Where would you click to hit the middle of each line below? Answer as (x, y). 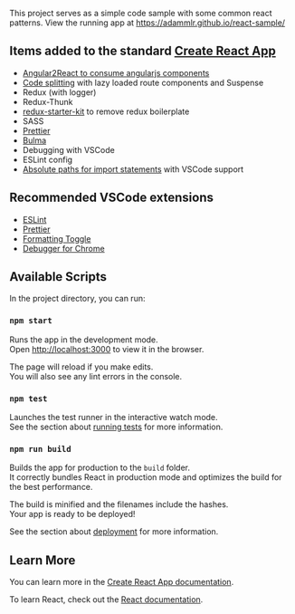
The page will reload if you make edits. (81, 367)
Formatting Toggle (57, 238)
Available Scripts (58, 277)
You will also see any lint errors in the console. (96, 376)
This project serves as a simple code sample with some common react (141, 13)
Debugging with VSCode (68, 149)
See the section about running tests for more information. (116, 427)
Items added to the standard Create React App (143, 51)
